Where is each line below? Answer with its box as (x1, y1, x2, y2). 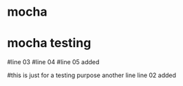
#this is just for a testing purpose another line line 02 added (7, 71, 177, 79)
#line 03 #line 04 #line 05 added (7, 58, 100, 66)
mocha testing (7, 35, 91, 51)
